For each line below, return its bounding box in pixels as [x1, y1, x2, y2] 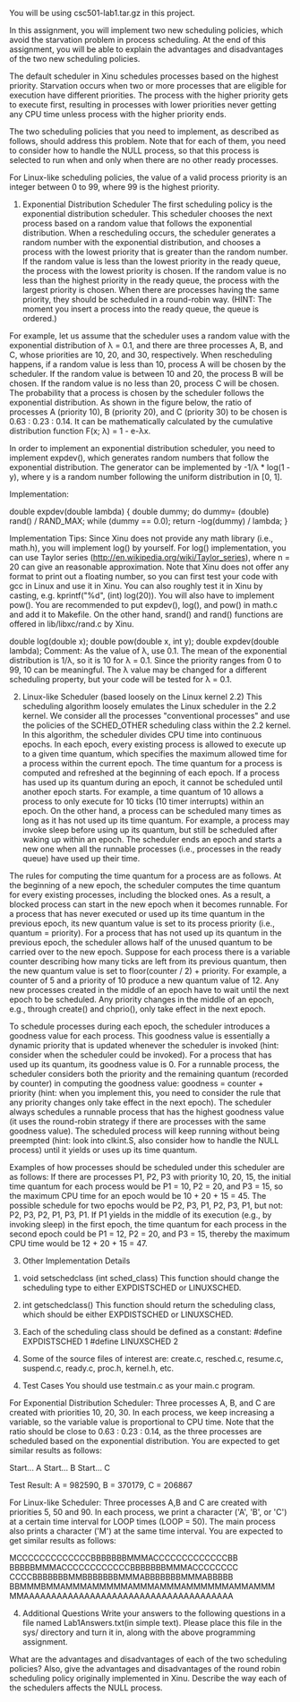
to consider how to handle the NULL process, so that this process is [9, 145, 260, 156]
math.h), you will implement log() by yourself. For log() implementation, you [9, 543, 287, 553]
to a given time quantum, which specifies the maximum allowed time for [21, 748, 287, 759]
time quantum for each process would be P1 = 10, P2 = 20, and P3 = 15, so [9, 1181, 284, 1192]
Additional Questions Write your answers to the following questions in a [21, 1608, 287, 1619]
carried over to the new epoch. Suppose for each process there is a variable [9, 946, 291, 957]
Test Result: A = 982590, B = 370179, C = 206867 [9, 1480, 193, 1490]
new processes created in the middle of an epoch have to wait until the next [9, 985, 289, 995]
